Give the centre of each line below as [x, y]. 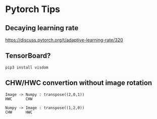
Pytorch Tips [33, 9]
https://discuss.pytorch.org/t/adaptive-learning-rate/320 [64, 40]
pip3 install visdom [27, 67]
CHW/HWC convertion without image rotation [79, 83]
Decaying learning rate [42, 28]
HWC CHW [19, 99]
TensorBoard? [28, 56]
